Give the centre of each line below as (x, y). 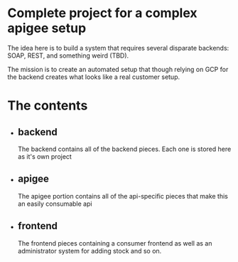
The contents (48, 106)
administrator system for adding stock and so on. (90, 251)
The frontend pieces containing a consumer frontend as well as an (115, 243)
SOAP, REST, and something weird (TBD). (68, 56)
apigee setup (47, 28)
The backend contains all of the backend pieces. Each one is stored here (124, 149)
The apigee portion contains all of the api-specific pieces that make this (123, 196)
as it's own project (45, 156)
